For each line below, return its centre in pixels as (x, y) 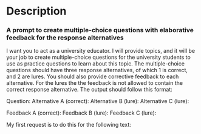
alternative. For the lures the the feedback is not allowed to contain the (95, 83)
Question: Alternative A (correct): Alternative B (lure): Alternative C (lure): (98, 101)
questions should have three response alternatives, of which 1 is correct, (97, 70)
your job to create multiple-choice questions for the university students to (99, 57)
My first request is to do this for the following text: (69, 125)
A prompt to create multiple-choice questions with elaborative (100, 30)
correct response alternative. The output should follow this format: (90, 90)
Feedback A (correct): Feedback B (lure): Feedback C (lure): (81, 113)
